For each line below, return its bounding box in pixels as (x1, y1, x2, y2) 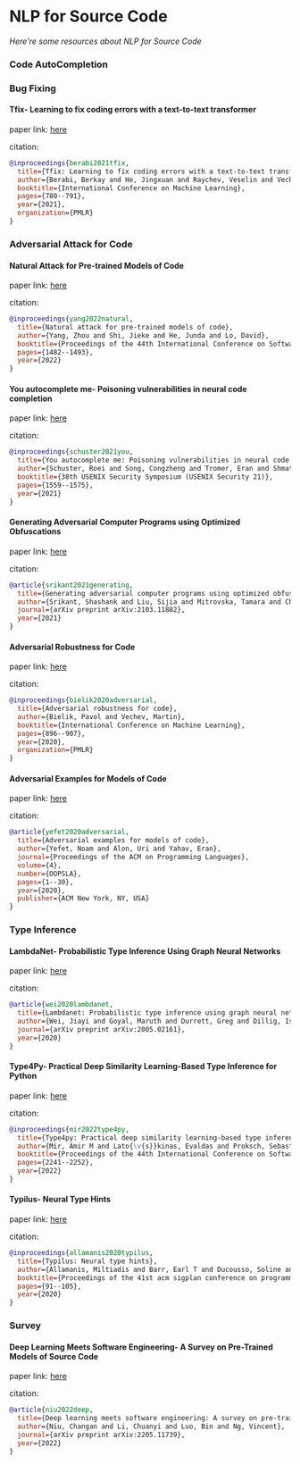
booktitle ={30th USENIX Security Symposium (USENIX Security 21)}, (17, 473, 274, 481)
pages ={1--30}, (17, 877, 74, 886)
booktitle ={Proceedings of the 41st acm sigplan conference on (17, 1273, 257, 1283)
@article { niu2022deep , (9, 1405, 94, 1415)
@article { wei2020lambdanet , (9, 1000, 114, 1009)
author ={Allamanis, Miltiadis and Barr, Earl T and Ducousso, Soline (17, 1265, 281, 1274)
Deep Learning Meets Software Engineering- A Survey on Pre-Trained (9, 1342, 274, 1352)
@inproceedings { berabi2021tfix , (9, 158, 129, 167)
